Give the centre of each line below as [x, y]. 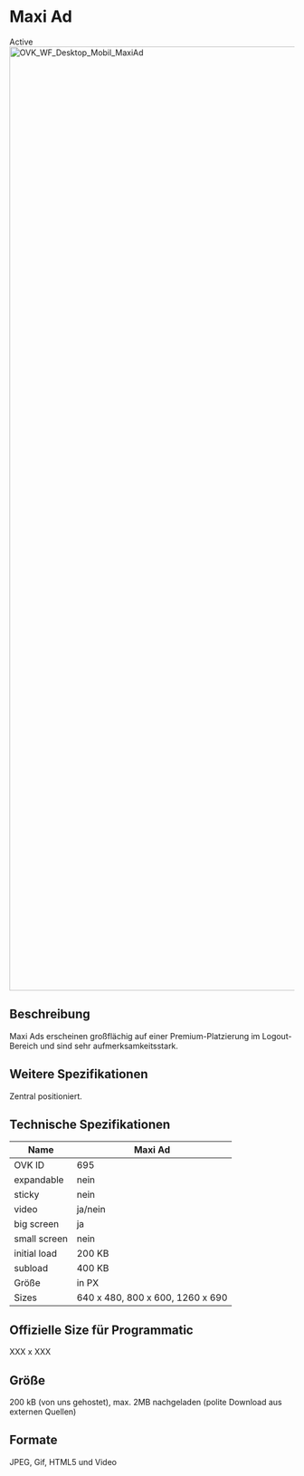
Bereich [24, 1046]
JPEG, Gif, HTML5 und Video [63, 1462]
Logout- [277, 1036]
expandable [39, 1180]
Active [21, 42]
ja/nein [91, 1210]
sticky [27, 1195]
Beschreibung [50, 1014]
